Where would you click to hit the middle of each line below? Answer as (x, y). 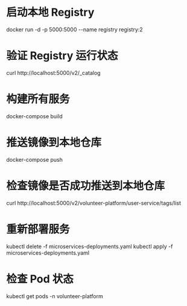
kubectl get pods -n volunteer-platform (55, 296)
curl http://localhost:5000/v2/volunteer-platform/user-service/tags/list (94, 203)
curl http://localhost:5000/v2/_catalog (53, 72)
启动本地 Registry (50, 12)
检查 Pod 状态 (40, 279)
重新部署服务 (38, 229)
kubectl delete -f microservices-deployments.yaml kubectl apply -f (90, 246)
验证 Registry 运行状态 (62, 56)
